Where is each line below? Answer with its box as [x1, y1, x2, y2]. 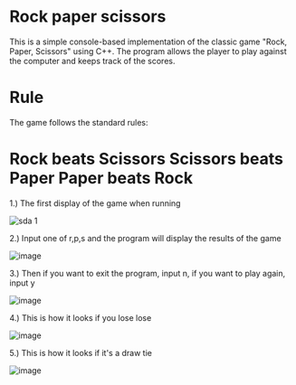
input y [9, 277, 35, 288]
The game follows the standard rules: [9, 117, 148, 127]
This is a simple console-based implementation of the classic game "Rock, [9, 36, 288, 47]
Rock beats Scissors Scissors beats [9, 149, 283, 169]
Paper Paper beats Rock [9, 168, 193, 189]
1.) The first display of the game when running [9, 197, 181, 209]
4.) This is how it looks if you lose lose [9, 312, 152, 323]
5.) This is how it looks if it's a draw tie [9, 347, 152, 358]
